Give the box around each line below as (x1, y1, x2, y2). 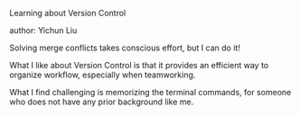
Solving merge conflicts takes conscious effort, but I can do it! (9, 42, 241, 53)
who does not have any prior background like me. (9, 96, 194, 107)
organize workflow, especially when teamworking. (9, 69, 196, 80)
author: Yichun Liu (9, 25, 78, 35)
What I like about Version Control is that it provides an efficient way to (9, 60, 269, 70)
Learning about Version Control (9, 8, 127, 18)
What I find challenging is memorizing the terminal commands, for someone (9, 87, 292, 97)
